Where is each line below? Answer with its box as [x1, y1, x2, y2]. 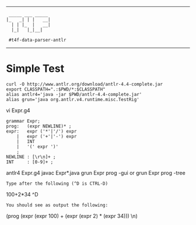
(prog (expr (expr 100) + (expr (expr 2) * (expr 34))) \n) [6, 212, 138, 219]
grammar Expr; [6, 118, 41, 124]
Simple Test [6, 62, 65, 75]
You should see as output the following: [6, 202, 108, 208]
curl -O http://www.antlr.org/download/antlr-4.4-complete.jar [6, 81, 163, 87]
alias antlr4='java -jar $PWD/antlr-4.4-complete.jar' [6, 91, 142, 97]
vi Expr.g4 [6, 106, 30, 114]
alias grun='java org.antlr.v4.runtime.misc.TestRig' [6, 96, 140, 102]
